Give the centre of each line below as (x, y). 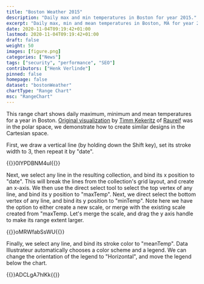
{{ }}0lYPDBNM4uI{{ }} (33, 163)
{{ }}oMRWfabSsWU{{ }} (36, 232)
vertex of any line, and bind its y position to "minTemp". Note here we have (100, 200)
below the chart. (27, 263)
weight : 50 (20, 46)
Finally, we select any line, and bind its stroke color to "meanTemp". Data (97, 243)
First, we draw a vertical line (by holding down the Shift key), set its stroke (99, 145)
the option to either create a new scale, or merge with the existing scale (96, 207)
